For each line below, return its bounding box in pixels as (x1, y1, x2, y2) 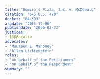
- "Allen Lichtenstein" (5, 48, 54, 53)
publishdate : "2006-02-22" (5, 26, 61, 30)
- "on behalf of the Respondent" (5, 62, 74, 67)
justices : (5, 30, 26, 35)
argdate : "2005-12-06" (5, 21, 52, 26)
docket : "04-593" (5, 16, 41, 21)
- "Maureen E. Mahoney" (5, 44, 54, 49)
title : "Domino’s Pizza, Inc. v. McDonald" (5, 7, 96, 12)
